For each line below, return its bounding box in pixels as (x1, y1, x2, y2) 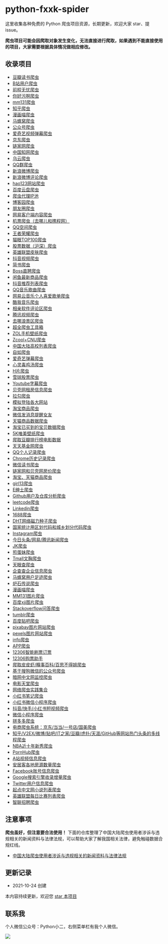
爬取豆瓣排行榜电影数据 (12, 436, 61, 442)
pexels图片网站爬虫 (12, 630, 52, 636)
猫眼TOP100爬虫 (12, 236, 46, 242)
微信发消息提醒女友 (12, 411, 52, 417)
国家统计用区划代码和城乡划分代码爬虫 (12, 524, 91, 530)
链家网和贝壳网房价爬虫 (12, 467, 61, 473)
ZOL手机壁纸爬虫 (12, 330, 47, 336)
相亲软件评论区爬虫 (12, 305, 52, 311)
